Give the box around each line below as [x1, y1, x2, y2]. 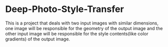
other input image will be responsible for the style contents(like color [5, 30, 148, 36]
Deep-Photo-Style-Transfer [5, 3, 124, 15]
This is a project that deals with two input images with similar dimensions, [5, 20, 158, 26]
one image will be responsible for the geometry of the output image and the [5, 25, 163, 31]
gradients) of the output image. [5, 36, 70, 42]
